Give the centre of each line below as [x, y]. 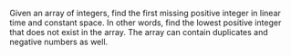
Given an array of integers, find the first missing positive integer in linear [145, 13]
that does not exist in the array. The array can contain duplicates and [139, 32]
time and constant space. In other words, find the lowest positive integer [145, 23]
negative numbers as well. [59, 42]
